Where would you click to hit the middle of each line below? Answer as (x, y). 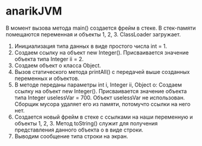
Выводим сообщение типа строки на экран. (71, 136)
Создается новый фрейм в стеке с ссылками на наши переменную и (103, 117)
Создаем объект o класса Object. (57, 65)
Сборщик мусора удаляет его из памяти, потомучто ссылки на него (103, 104)
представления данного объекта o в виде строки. (79, 130)
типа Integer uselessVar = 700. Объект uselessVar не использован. (99, 98)
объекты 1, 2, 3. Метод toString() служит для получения (86, 123)
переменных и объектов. (47, 78)
